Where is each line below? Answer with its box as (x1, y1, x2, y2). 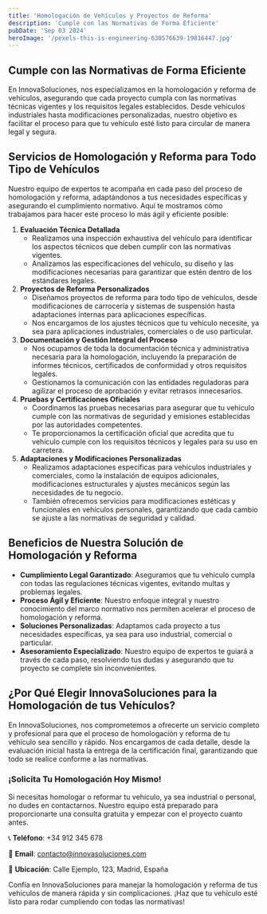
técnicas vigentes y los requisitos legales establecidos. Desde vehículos (8, 101, 245, 112)
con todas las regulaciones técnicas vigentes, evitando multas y (19, 578, 230, 588)
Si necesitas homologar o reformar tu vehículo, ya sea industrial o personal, (8, 792, 257, 801)
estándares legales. (31, 275, 96, 285)
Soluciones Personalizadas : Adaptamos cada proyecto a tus (19, 620, 221, 631)
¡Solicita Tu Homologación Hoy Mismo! (8, 774, 162, 785)
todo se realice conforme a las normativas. (8, 754, 149, 763)
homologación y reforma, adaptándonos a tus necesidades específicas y (8, 192, 248, 202)
